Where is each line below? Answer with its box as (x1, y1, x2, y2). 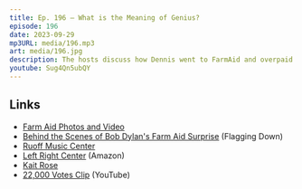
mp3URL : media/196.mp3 (9, 38, 95, 48)
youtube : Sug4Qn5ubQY (9, 64, 91, 73)
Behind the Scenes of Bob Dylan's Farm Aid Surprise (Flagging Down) (22, 130, 283, 141)
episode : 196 (9, 22, 59, 31)
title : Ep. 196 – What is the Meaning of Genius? (9, 13, 201, 23)
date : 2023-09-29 (9, 30, 75, 39)
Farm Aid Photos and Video (22, 121, 125, 132)
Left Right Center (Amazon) (22, 150, 125, 161)
